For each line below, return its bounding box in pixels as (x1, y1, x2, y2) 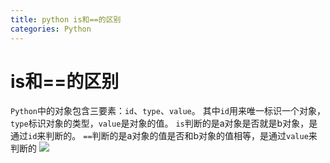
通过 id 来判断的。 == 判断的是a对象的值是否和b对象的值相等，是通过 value (10, 130, 309, 142)
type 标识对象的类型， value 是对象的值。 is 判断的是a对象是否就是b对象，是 (10, 117, 318, 130)
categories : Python (10, 24, 92, 34)
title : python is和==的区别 (10, 14, 122, 25)
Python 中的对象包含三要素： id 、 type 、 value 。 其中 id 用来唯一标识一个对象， (10, 105, 326, 117)
